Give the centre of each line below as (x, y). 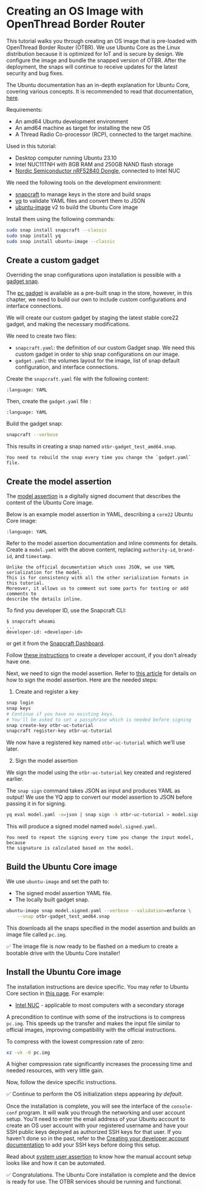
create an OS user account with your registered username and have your (97, 1125)
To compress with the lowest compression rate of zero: (75, 1041)
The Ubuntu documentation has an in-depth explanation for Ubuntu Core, (98, 85)
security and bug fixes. (35, 73)
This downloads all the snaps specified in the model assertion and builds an (101, 928)
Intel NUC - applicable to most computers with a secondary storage (100, 1005)
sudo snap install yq (34, 236)
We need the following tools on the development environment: (84, 182)
